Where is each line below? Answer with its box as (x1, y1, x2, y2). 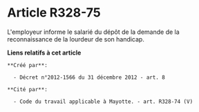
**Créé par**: (7, 62, 48, 68)
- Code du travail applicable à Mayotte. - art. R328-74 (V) (13, 98, 193, 105)
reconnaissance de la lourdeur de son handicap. (7, 35, 145, 43)
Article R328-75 (7, 5, 102, 21)
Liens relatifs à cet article (7, 48, 82, 57)
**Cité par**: (7, 86, 48, 93)
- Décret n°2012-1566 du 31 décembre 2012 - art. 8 (13, 74, 166, 81)
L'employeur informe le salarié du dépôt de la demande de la (7, 28, 180, 36)
